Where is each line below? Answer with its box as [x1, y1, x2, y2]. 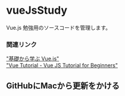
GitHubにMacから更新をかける [6, 80, 120, 91]
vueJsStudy [6, 4, 67, 17]
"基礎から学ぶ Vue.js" [6, 55, 60, 63]
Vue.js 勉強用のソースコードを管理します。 [6, 24, 111, 31]
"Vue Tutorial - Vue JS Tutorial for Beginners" [6, 62, 118, 69]
